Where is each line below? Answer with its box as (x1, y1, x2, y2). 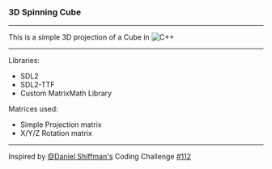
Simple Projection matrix (19, 120, 103, 129)
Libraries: (8, 56, 40, 65)
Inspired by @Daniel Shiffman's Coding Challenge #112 (8, 152, 192, 162)
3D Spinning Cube (8, 6, 82, 18)
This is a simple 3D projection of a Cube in (8, 32, 150, 42)
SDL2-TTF (19, 80, 55, 90)
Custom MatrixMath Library (19, 88, 112, 99)
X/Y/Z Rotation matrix (19, 129, 93, 138)
